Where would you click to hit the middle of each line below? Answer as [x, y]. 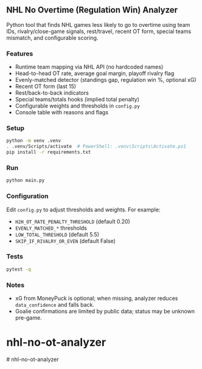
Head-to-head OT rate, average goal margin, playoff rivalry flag [95, 73]
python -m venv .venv [34, 141]
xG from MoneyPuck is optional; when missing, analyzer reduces [96, 298]
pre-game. [28, 318]
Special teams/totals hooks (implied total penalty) [77, 100]
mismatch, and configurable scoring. [52, 38]
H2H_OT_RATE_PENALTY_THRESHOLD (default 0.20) [73, 221]
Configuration [27, 196]
